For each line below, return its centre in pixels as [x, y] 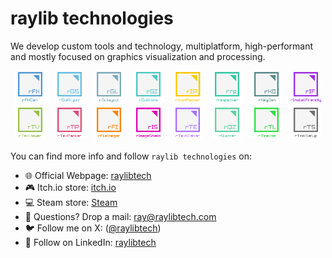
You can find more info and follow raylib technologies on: [131, 156]
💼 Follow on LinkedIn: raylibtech [90, 243]
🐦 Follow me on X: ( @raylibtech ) [93, 228]
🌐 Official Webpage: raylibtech [88, 176]
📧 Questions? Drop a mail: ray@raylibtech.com [120, 217]
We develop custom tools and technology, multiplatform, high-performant [162, 46]
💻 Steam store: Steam [71, 203]
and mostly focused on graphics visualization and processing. [138, 56]
